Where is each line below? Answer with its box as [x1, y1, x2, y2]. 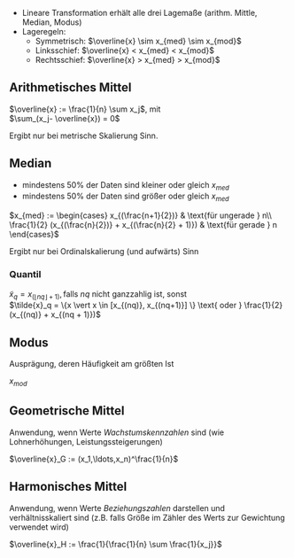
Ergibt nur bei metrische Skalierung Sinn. [9, 130, 159, 141]
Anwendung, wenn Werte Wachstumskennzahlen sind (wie [9, 427, 224, 438]
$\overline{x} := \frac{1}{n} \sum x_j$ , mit [9, 104, 161, 114]
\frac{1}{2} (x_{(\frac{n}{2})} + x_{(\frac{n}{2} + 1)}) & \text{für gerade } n [9, 220, 277, 230]
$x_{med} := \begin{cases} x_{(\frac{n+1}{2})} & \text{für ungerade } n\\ [9, 210, 273, 221]
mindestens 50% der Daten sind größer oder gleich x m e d [21, 190, 230, 204]
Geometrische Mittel [9, 403, 125, 419]
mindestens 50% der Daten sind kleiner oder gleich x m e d [21, 179, 230, 192]
